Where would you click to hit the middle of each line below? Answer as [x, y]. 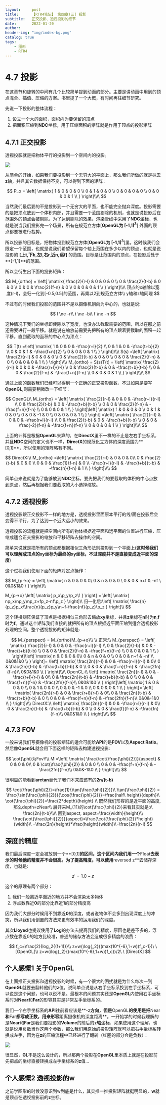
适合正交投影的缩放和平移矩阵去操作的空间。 [59, 537]
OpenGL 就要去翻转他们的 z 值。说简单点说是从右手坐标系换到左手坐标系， [80, 987]
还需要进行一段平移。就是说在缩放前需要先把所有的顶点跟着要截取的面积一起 [83, 330]
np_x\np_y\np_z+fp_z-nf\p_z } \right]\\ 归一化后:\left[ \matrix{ [67, 602]
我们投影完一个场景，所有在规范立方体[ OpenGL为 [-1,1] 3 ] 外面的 [87, 225]
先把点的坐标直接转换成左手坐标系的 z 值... [47, 1061]
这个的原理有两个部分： [29, 886]
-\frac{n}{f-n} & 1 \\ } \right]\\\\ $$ [83, 468]
